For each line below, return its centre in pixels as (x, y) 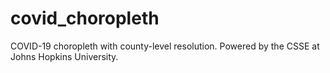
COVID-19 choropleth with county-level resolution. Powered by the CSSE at (165, 46)
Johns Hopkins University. (64, 56)
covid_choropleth (85, 18)
